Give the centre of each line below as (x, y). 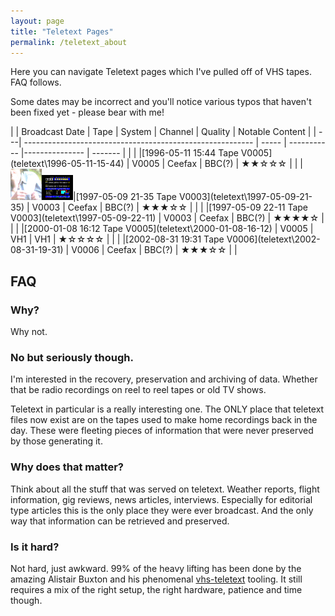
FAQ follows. (36, 82)
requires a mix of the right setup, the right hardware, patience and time (156, 589)
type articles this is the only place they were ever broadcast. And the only (162, 510)
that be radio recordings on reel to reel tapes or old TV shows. (138, 390)
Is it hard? (35, 547)
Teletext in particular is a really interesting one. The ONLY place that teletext (167, 409)
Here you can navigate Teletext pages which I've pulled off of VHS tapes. (161, 72)
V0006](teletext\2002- (273, 239)
